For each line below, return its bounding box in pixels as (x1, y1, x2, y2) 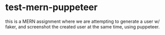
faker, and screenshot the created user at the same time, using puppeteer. (5, 23, 160, 29)
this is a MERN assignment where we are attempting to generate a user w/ (5, 18, 160, 24)
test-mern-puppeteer (5, 2, 98, 13)
